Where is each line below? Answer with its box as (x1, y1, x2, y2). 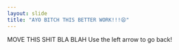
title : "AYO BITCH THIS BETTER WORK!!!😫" (7, 16, 130, 23)
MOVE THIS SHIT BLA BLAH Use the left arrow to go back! (7, 35, 173, 43)
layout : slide (7, 10, 48, 17)
